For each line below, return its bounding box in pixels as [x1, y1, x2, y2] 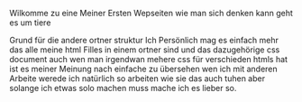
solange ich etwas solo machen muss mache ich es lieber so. [9, 83, 237, 93]
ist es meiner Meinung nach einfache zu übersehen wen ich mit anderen [9, 63, 278, 74]
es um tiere [9, 17, 51, 28]
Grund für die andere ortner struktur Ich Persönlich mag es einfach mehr [9, 35, 279, 45]
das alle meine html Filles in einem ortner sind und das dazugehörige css [9, 44, 280, 55]
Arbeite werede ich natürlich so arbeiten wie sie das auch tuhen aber [9, 73, 266, 84]
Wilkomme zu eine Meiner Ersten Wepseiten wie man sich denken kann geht [9, 8, 293, 18]
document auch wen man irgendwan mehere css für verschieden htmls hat [9, 54, 288, 64]
